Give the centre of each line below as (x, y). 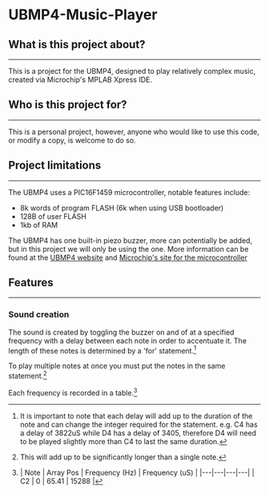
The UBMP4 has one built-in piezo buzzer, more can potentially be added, (130, 240)
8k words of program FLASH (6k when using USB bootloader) (122, 208)
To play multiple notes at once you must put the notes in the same (117, 366)
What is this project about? (77, 45)
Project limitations (55, 166)
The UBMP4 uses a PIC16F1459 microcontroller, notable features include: (129, 192)
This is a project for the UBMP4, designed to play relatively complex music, (132, 71)
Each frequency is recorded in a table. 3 (73, 392)
